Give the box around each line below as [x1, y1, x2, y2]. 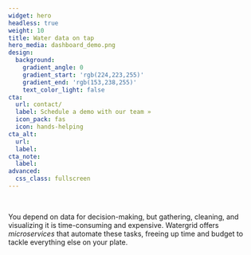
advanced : [8, 167, 41, 175]
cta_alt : [8, 130, 37, 138]
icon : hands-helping [15, 123, 84, 131]
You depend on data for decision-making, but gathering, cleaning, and [8, 212, 239, 222]
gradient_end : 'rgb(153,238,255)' [22, 78, 137, 86]
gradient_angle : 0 [22, 64, 84, 72]
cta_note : [8, 152, 41, 160]
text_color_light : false [22, 85, 105, 94]
